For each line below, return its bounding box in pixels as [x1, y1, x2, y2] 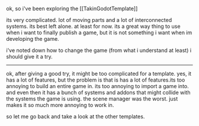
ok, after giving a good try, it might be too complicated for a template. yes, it [6, 70, 191, 77]
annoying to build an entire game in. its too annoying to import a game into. [6, 83, 190, 89]
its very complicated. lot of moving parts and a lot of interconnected [6, 17, 172, 23]
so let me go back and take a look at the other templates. [6, 113, 145, 120]
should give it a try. [6, 53, 53, 60]
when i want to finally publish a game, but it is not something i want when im [6, 29, 192, 36]
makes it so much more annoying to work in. [6, 102, 114, 108]
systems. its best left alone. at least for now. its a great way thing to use [6, 23, 181, 30]
